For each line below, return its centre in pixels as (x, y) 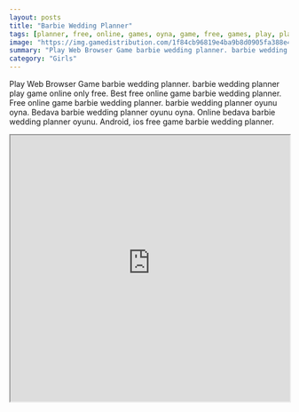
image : (21, 42)
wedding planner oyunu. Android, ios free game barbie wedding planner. (142, 122)
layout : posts (35, 17)
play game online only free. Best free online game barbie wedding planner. (146, 93)
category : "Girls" (43, 59)
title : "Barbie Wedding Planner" (71, 26)
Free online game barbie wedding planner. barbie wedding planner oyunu (143, 103)
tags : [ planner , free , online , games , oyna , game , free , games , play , (142, 34)
